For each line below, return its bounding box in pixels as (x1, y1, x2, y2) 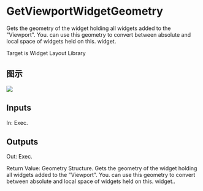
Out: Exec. (6, 153, 33, 160)
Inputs (6, 103, 32, 113)
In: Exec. (6, 119, 28, 126)
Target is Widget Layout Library (6, 49, 86, 56)
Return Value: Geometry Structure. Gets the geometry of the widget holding (6, 165, 197, 172)
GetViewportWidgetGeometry (6, 4, 164, 18)
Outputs (6, 137, 39, 147)
